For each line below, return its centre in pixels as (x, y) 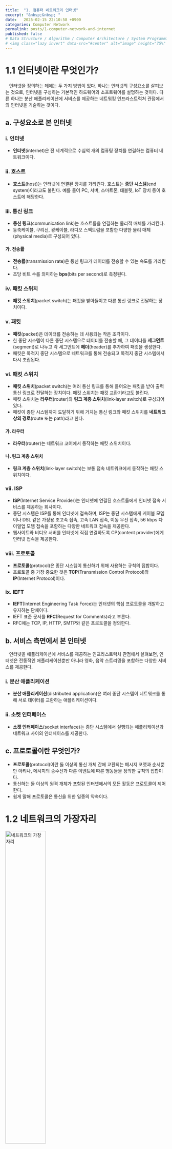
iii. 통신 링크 (19, 211)
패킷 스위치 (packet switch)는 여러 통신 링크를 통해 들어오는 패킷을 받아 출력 (88, 386)
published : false (24, 34)
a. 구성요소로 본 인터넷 (39, 123)
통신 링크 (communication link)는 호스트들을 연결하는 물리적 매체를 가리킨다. (89, 223)
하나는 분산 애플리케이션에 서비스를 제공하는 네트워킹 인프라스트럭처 (78, 99)
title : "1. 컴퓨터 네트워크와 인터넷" (42, 10)
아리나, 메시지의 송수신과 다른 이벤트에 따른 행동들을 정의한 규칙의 (84, 771)
